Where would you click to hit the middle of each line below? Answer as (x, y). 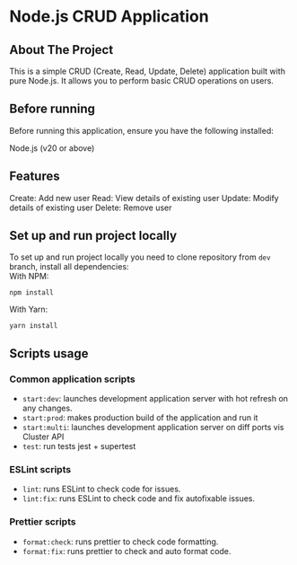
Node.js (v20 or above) (52, 148)
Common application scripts (73, 379)
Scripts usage (49, 353)
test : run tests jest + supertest (79, 446)
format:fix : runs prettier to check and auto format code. (127, 551)
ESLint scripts (40, 470)
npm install (31, 293)
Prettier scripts (43, 522)
